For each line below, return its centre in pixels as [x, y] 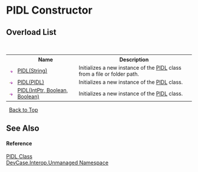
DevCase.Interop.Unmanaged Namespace [57, 163]
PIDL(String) [32, 71]
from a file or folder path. [109, 74]
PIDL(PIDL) [31, 82]
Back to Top [23, 109]
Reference [19, 143]
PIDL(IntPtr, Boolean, [43, 90]
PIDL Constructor [49, 10]
